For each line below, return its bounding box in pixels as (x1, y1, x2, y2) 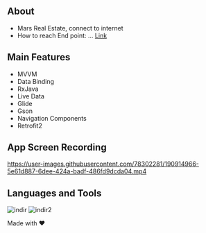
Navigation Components (17, 114, 87, 122)
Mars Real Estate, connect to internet (17, 24, 123, 32)
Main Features (7, 51, 71, 63)
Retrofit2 (17, 121, 43, 130)
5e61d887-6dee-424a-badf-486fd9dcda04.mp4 (7, 167, 147, 175)
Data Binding (17, 77, 54, 85)
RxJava (17, 85, 39, 93)
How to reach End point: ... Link (17, 31, 108, 40)
